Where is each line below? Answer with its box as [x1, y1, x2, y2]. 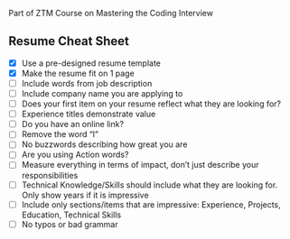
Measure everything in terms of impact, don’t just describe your [21, 160, 259, 170]
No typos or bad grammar [21, 218, 118, 229]
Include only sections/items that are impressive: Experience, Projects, [21, 198, 281, 210]
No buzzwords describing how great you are [21, 139, 188, 150]
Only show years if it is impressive [21, 189, 150, 200]
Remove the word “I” [21, 129, 99, 140]
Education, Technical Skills [21, 209, 122, 220]
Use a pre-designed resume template [21, 58, 162, 69]
